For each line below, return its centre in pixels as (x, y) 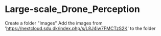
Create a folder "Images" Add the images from (54, 23)
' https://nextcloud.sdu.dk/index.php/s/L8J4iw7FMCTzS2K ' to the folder (80, 28)
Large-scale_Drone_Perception (72, 9)
